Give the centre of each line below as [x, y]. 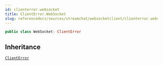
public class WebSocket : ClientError [43, 32]
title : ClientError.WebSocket [36, 14]
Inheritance [23, 47]
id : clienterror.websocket [32, 9]
